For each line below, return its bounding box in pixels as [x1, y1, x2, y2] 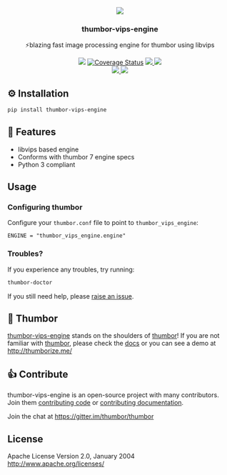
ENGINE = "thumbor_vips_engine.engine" [7, 232, 126, 239]
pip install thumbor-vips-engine [7, 106, 107, 114]
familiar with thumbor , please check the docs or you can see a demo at [7, 339, 216, 348]
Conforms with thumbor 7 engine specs [17, 152, 135, 161]
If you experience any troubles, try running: [7, 265, 135, 274]
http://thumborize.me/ [7, 346, 73, 355]
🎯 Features [7, 126, 56, 139]
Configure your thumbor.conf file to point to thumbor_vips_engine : [7, 219, 198, 227]
